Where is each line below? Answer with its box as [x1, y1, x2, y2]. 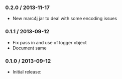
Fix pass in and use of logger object [12, 39, 87, 45]
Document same [12, 45, 47, 51]
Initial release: [12, 68, 42, 74]
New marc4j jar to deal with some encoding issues [12, 16, 117, 22]
